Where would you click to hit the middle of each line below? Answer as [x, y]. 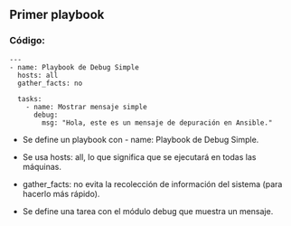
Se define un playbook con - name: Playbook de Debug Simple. [141, 139]
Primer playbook [57, 15]
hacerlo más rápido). [61, 193]
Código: [27, 41]
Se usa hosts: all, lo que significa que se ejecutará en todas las [139, 156]
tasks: [30, 99]
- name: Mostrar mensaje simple [86, 107]
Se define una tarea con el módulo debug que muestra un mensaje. [148, 211]
